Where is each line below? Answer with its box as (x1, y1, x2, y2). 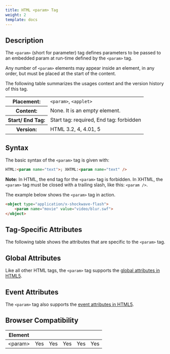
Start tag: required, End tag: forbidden (50, 116, 142, 124)
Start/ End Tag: (8, 116, 46, 124)
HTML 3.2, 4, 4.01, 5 (50, 125, 101, 132)
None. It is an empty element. (50, 107, 121, 114)
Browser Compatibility (5, 316, 78, 325)
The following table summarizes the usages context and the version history (5, 81, 164, 87)
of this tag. (5, 86, 28, 92)
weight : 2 (5, 12, 27, 17)
